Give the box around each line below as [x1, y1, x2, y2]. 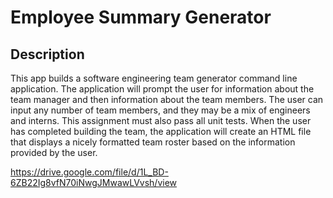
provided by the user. [10, 147, 98, 158]
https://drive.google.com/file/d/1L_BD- [10, 166, 169, 178]
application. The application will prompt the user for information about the [10, 83, 315, 95]
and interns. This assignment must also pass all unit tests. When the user [10, 115, 312, 126]
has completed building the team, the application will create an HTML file [10, 126, 312, 137]
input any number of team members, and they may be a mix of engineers [10, 104, 311, 116]
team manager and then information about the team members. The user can [10, 94, 324, 105]
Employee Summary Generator [10, 6, 272, 29]
